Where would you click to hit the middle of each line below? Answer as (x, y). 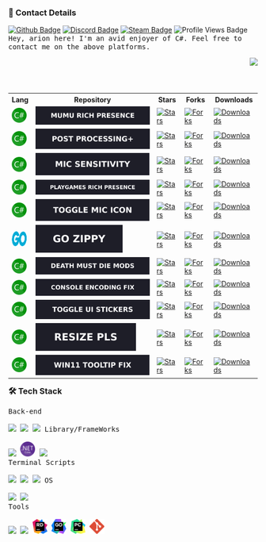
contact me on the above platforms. (79, 47)
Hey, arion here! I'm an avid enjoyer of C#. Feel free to (125, 38)
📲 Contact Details (42, 13)
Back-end (25, 411)
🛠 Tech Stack (35, 391)
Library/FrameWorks (82, 429)
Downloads (234, 99)
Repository (93, 99)
